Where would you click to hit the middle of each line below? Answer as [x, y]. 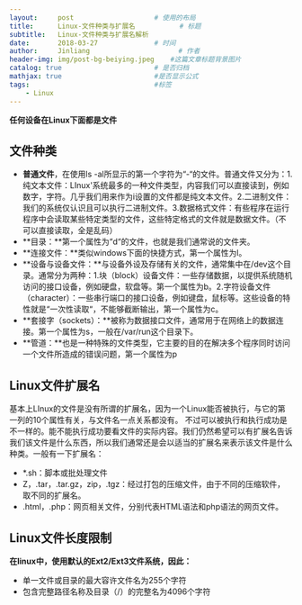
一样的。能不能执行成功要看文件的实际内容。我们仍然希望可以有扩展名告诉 [155, 431]
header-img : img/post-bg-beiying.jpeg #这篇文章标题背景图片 [125, 59]
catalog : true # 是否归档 [99, 68]
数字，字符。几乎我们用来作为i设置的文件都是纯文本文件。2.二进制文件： [157, 197]
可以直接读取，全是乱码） [70, 230]
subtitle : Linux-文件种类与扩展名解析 [79, 34]
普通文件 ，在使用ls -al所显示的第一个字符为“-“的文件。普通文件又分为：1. [157, 174]
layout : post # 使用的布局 [102, 18]
